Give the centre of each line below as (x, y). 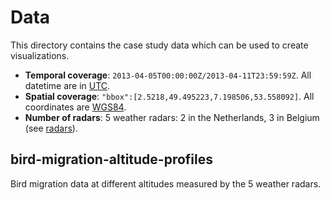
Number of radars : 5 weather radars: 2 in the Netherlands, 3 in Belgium (172, 117)
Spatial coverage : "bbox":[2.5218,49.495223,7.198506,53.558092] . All (169, 96)
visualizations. (40, 55)
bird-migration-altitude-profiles (112, 159)
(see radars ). (51, 128)
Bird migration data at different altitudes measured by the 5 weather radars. (166, 183)
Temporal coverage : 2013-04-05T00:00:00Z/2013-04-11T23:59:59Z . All (168, 75)
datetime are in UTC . (67, 85)
